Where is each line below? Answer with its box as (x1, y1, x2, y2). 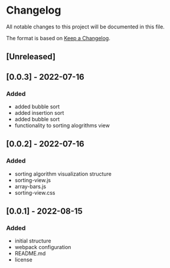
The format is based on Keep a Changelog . (6, 34, 110, 41)
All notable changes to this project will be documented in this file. (6, 23, 165, 30)
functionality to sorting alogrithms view (14, 122, 110, 129)
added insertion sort (14, 109, 64, 117)
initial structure (14, 237, 51, 244)
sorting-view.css (14, 189, 55, 196)
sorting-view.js (14, 176, 51, 183)
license (14, 256, 32, 263)
